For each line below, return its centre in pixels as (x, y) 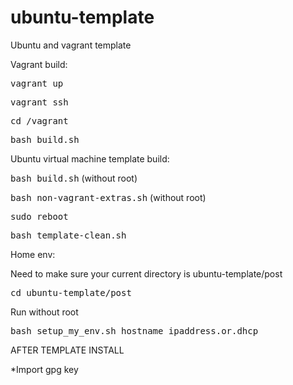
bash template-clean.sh (68, 235)
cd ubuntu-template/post (71, 292)
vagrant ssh (39, 102)
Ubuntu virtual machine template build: (90, 158)
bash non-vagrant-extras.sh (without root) (108, 197)
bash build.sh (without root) (74, 178)
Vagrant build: (39, 64)
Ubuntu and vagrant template (71, 45)
